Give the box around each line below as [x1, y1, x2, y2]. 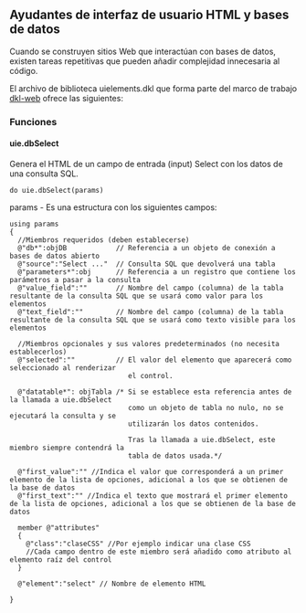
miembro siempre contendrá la [9, 443, 125, 452]
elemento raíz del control [9, 555, 112, 565]
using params [9, 219, 59, 228]
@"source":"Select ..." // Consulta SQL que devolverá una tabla [17, 259, 276, 269]
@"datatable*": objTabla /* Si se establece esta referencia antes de [17, 387, 292, 396]
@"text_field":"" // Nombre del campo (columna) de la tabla [17, 307, 284, 316]
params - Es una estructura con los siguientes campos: [9, 201, 217, 213]
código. [9, 65, 38, 76]
